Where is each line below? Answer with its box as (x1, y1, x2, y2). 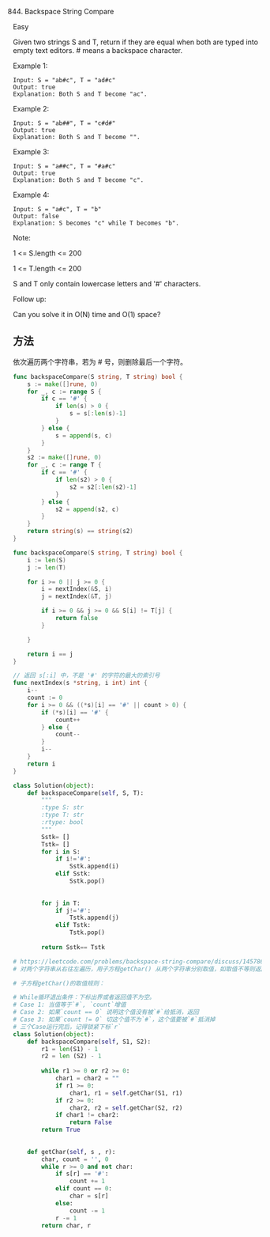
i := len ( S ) (27, 556, 66, 564)
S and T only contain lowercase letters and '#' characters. (13, 279, 201, 288)
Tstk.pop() (69, 929, 106, 936)
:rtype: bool (41, 819, 84, 827)
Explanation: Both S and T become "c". (13, 176, 144, 184)
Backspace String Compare (24, 7, 114, 16)
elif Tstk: (54, 921, 92, 929)
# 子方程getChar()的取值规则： (13, 979, 105, 987)
